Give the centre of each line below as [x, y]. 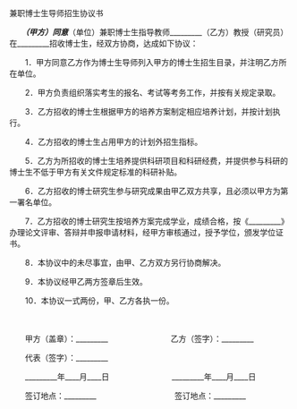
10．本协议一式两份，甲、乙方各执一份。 [99, 301]
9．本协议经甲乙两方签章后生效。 [84, 281]
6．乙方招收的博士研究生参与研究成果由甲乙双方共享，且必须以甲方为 [153, 191]
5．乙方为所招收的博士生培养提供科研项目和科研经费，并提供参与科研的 [157, 161]
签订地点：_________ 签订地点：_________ [135, 396]
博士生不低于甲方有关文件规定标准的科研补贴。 [93, 172]
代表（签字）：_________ [67, 358]
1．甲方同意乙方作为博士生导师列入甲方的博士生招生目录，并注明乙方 [152, 62]
